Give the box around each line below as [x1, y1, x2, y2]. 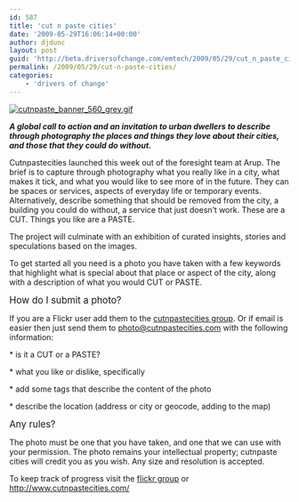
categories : [9, 71, 53, 80]
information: [9, 331, 54, 343]
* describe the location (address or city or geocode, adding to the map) [9, 401, 271, 411]
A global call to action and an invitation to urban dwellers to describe [9, 121, 271, 132]
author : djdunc [9, 37, 66, 47]
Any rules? [9, 417, 56, 430]
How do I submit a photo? [9, 294, 122, 306]
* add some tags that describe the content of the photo [9, 384, 212, 394]
